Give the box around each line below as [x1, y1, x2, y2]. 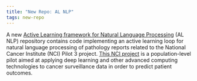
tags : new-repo [6, 14, 45, 20]
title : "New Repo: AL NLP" [6, 8, 74, 15]
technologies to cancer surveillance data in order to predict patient [6, 62, 172, 70]
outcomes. [6, 69, 33, 76]
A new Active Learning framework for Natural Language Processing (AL [6, 31, 184, 38]
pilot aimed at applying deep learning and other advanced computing [6, 56, 178, 64]
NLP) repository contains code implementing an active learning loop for [6, 37, 184, 44]
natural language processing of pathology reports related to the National [6, 43, 186, 51]
